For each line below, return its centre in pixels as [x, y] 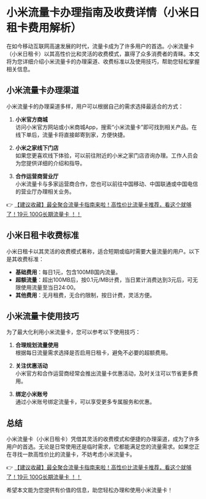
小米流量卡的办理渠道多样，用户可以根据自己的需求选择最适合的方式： [95, 106]
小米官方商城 [31, 119]
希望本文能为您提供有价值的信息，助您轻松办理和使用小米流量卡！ [90, 490]
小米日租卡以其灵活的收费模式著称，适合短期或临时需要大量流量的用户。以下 [103, 251]
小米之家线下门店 [37, 147]
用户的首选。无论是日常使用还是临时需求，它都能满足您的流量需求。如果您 [100, 447]
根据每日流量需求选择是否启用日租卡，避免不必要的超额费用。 [93, 353]
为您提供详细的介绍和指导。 [50, 163]
